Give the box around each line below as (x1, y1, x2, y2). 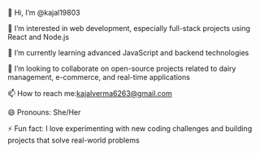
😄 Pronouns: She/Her (7, 107, 81, 117)
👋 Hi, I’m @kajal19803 (7, 8, 80, 17)
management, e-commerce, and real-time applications (7, 72, 190, 81)
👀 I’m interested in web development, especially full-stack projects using (7, 24, 251, 33)
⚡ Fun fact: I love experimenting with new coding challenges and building (7, 124, 253, 133)
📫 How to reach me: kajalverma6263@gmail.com (7, 89, 172, 98)
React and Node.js (7, 33, 70, 42)
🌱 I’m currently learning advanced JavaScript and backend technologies (7, 48, 249, 57)
